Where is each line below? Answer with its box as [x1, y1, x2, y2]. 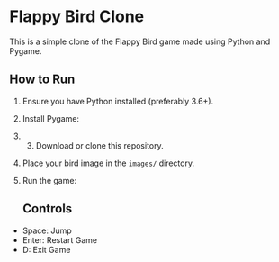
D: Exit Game [22, 244, 71, 255]
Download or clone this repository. [35, 140, 164, 150]
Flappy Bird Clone [9, 6, 145, 27]
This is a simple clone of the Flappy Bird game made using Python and [9, 36, 271, 47]
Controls [22, 201, 73, 217]
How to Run [9, 72, 76, 87]
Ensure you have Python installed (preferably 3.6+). [22, 95, 214, 106]
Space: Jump [22, 225, 72, 236]
